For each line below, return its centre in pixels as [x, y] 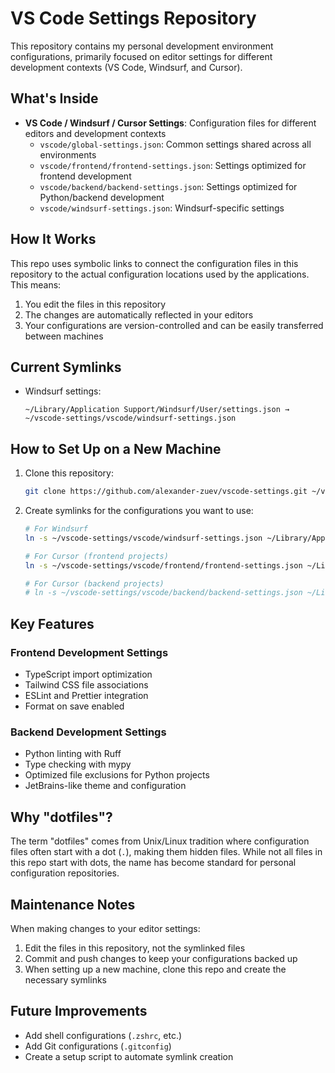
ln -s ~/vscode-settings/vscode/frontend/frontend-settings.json [163, 565]
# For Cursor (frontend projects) [96, 556]
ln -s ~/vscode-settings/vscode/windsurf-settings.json [143, 538]
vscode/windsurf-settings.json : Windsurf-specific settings [162, 208]
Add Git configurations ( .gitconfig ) [98, 1046]
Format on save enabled [74, 706]
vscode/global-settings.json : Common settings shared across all [175, 144]
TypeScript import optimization [88, 674]
